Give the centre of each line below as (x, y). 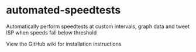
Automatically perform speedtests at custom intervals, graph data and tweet (98, 26)
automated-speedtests (63, 10)
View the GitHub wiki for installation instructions (64, 44)
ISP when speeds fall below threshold (51, 32)
